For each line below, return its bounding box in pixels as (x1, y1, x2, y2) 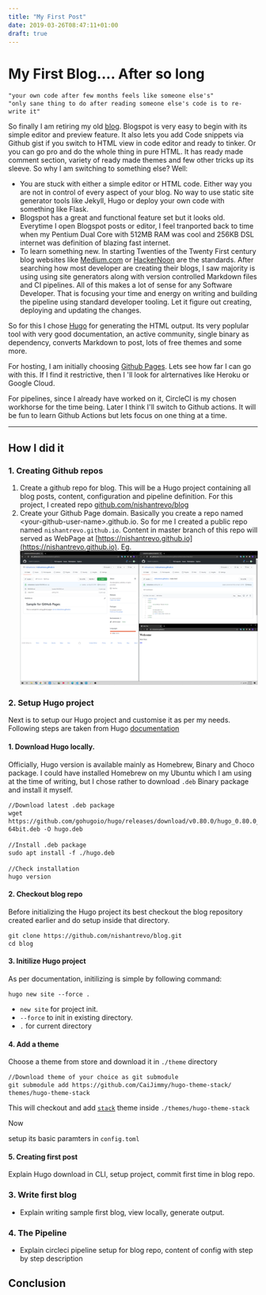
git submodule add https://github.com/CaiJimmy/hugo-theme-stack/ (8, 1082, 232, 1089)
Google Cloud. (8, 379, 55, 388)
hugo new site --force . (8, 990, 90, 999)
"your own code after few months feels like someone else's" (8, 92, 215, 100)
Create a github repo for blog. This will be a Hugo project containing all (19, 483, 251, 492)
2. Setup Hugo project (8, 697, 95, 709)
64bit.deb (8, 825, 41, 833)
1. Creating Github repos (8, 465, 104, 476)
